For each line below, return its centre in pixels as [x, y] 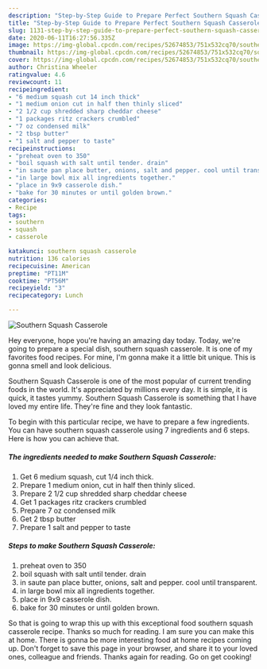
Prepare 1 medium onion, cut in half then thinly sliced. [107, 485]
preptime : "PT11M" [39, 273]
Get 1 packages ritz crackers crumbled [83, 502]
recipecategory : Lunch [46, 296]
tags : [17, 215]
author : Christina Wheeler [53, 67]
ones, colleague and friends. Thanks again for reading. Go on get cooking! [130, 656]
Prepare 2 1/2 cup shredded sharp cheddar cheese [103, 494]
